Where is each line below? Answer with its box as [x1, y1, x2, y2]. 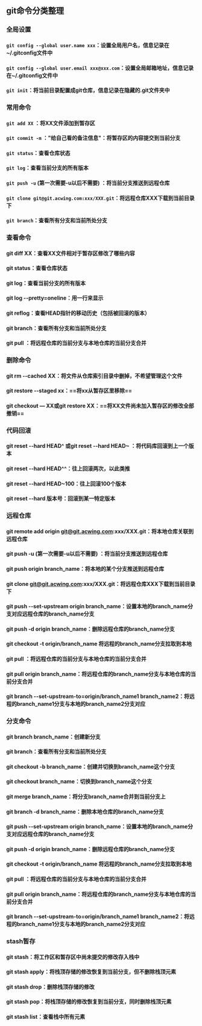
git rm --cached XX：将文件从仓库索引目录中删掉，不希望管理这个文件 [6, 372, 183, 380]
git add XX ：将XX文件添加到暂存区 [6, 119, 95, 127]
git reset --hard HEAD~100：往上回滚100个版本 [6, 480, 127, 487]
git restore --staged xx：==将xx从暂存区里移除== [6, 387, 133, 395]
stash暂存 [6, 937, 36, 945]
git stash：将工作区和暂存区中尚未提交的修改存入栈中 [6, 953, 140, 961]
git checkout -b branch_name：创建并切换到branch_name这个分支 [6, 763, 175, 770]
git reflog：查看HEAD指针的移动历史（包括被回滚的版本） [6, 309, 151, 317]
